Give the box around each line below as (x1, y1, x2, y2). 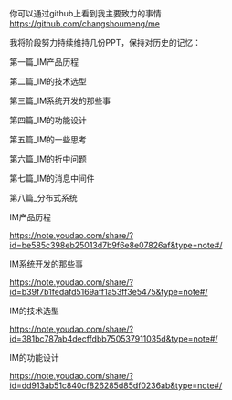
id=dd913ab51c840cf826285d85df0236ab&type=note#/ (9, 380, 223, 391)
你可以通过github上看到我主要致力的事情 (9, 8, 162, 18)
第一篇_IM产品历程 (9, 57, 79, 67)
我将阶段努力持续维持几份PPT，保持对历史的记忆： (9, 37, 201, 47)
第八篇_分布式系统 (9, 193, 78, 203)
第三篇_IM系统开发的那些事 (9, 95, 111, 106)
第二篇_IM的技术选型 (9, 76, 87, 87)
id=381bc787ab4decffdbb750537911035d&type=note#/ (9, 333, 218, 344)
